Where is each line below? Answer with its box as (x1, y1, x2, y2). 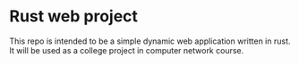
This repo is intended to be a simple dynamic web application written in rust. (9, 36, 291, 46)
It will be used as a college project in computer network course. (9, 45, 244, 55)
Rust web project (9, 6, 139, 27)
